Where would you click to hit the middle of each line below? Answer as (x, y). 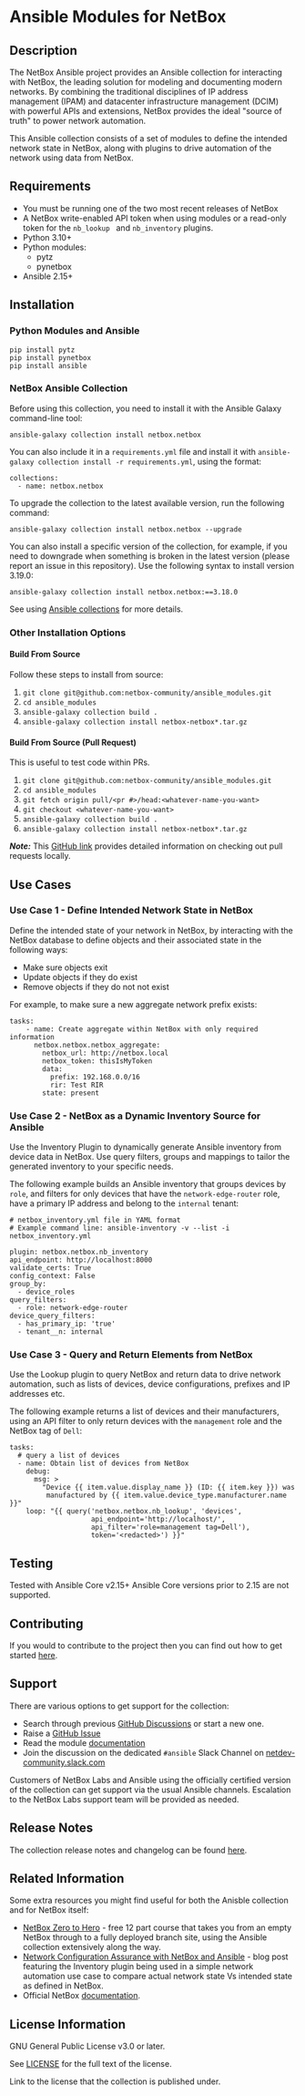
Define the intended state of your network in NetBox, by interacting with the (151, 930)
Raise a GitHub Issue (61, 1733)
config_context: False (52, 1276)
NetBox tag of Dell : (46, 1431)
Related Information (67, 1879)
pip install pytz (42, 350)
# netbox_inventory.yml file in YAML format (95, 1220)
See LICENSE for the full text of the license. (91, 2064)
